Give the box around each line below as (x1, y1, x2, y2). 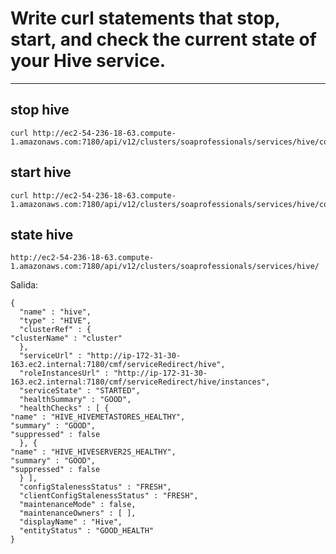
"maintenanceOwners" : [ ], (19, 508, 137, 519)
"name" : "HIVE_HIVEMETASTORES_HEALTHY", (10, 412, 186, 422)
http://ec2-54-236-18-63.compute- (10, 253, 155, 263)
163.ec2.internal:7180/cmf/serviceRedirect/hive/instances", (10, 377, 271, 387)
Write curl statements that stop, (10, 7, 281, 30)
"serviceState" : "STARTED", (19, 386, 141, 396)
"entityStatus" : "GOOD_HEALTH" (19, 526, 155, 536)
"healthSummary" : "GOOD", (19, 395, 132, 405)
